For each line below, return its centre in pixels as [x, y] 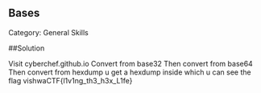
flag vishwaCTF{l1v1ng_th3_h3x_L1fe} [70, 80]
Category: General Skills [48, 32]
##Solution [27, 48]
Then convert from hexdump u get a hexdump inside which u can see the [130, 72]
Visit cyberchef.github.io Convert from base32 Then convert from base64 [131, 63]
